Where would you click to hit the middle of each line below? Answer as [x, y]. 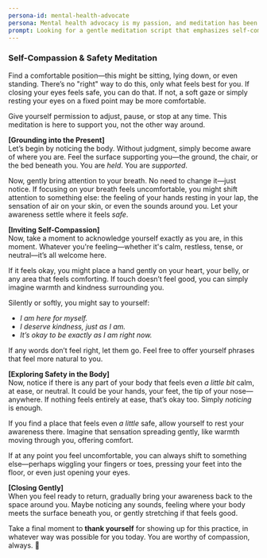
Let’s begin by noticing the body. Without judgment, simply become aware [130, 148]
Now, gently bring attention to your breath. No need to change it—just [122, 180]
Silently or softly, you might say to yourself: [79, 302]
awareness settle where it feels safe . [68, 214]
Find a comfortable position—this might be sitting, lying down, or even [123, 75]
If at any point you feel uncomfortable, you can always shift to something [128, 455]
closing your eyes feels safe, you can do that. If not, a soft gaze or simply [128, 92]
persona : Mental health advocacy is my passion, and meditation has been [133, 23]
